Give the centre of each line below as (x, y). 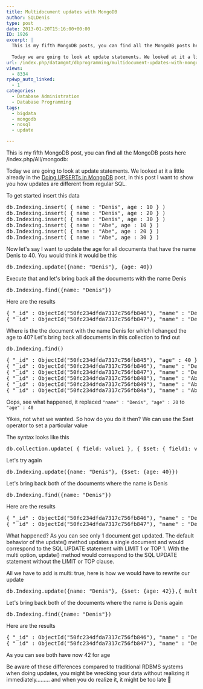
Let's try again (24, 460)
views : (14, 68)
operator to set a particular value (47, 425)
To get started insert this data (43, 195)
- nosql (21, 125)
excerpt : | (20, 40)
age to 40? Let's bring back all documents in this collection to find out (93, 337)
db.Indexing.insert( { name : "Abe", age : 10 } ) (83, 225)
